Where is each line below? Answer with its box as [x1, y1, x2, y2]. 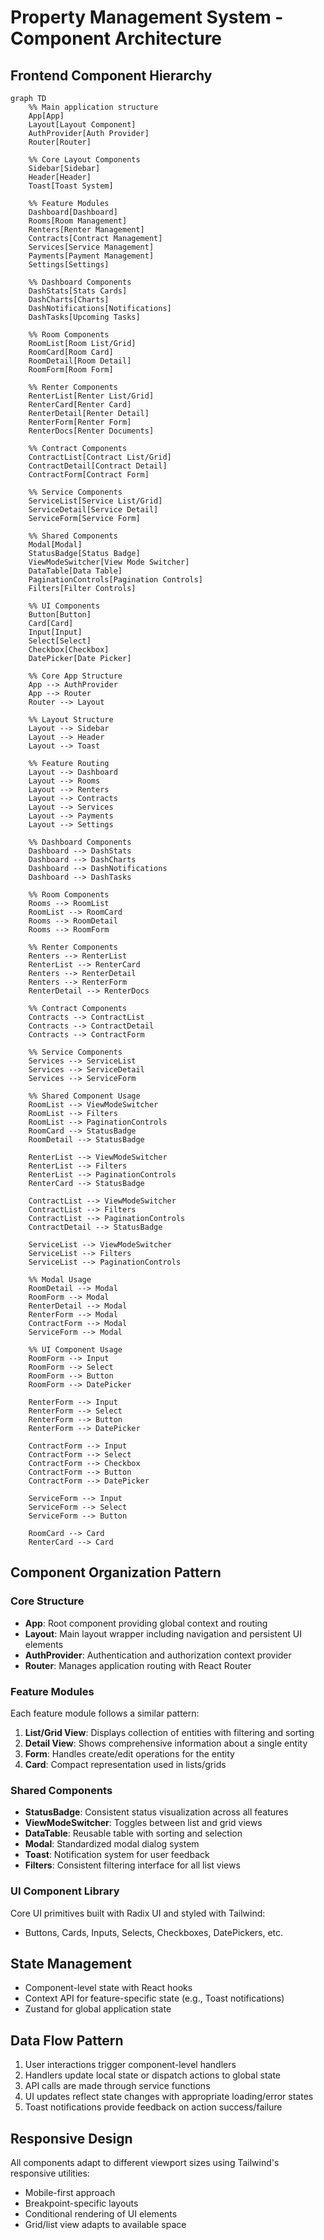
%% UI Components [28, 601, 101, 611]
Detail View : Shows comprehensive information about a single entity [24, 1737, 308, 1749]
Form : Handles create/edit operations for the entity [24, 1747, 235, 1760]
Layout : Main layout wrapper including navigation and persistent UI [24, 1627, 302, 1640]
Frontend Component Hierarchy [10, 67, 213, 84]
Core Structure [10, 1594, 85, 1608]
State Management [10, 1955, 132, 1972]
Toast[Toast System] [28, 181, 114, 191]
